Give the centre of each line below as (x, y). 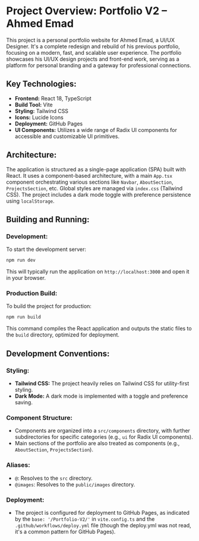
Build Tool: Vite (34, 105)
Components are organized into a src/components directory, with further (102, 431)
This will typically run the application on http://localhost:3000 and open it (98, 272)
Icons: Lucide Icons (39, 117)
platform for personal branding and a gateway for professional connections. (99, 65)
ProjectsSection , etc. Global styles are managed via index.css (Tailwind (94, 188)
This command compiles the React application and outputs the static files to (99, 329)
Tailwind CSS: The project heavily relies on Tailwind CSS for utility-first (102, 383)
